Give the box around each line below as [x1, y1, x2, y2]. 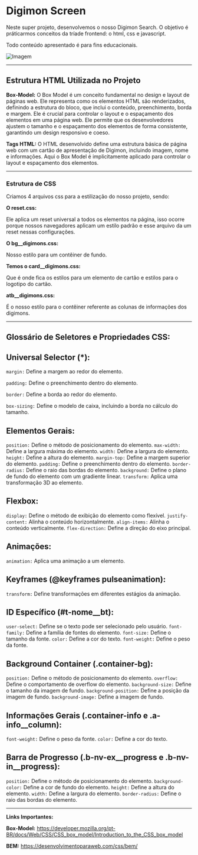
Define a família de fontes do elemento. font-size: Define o [26, 629, 171, 636]
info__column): [6, 720, 62, 730]
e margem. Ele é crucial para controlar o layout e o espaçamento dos [6, 110, 174, 117]
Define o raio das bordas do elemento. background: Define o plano [26, 467, 187, 474]
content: [6, 519, 28, 525]
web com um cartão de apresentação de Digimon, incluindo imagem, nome [6, 147, 189, 154]
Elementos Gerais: [6, 425, 75, 435]
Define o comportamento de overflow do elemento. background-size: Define [6, 681, 192, 688]
